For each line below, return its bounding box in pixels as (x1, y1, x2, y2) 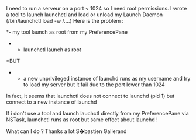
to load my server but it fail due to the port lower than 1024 (23, 81, 165, 88)
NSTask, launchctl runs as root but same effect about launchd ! (6, 116, 158, 123)
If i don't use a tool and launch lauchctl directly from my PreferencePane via (6, 110, 189, 117)
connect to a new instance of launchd (6, 99, 97, 106)
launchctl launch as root (23, 46, 82, 53)
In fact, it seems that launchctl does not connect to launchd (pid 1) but (6, 93, 175, 99)
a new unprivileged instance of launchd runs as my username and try (23, 75, 191, 82)
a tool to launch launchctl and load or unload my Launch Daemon (6, 11, 163, 18)
